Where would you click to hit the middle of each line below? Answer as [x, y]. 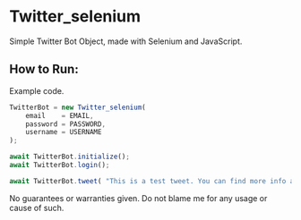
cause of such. [37, 207]
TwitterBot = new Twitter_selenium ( [77, 107]
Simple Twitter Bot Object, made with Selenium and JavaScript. [126, 41]
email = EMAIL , [60, 115]
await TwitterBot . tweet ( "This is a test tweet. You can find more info [148, 181]
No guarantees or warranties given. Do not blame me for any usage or [138, 198]
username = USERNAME [64, 132]
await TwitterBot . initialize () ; [69, 157]
